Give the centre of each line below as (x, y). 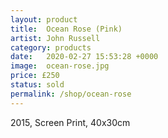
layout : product (44, 19)
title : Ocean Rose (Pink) (66, 29)
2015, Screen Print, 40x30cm (70, 122)
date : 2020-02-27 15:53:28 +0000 (84, 57)
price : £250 (35, 76)
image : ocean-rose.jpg (60, 66)
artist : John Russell (55, 38)
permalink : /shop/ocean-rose (71, 94)
